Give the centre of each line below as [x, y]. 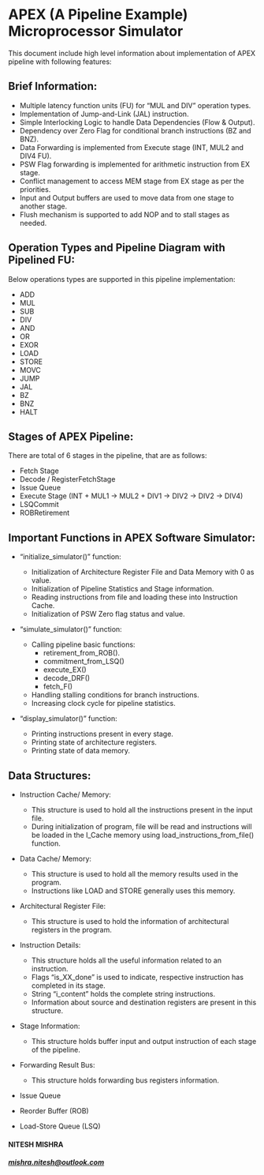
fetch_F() [58, 687]
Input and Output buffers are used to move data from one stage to [126, 197]
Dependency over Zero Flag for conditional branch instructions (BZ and [135, 130]
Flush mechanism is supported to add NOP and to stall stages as [125, 214]
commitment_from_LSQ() [84, 662]
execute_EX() [65, 670]
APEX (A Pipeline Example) [98, 15]
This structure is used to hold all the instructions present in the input [142, 810]
